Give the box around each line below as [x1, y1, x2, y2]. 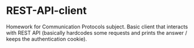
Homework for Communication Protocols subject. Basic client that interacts [6, 23, 188, 30]
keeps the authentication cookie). [6, 35, 87, 42]
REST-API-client [6, 4, 87, 17]
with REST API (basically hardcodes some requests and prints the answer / [6, 29, 188, 36]
